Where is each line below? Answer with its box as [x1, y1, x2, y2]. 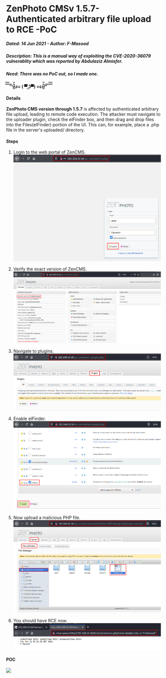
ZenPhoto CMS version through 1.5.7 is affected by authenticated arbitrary [6, 106, 159, 112]
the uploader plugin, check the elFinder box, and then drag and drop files [6, 116, 154, 122]
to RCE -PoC [6, 24, 57, 35]
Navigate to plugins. [13, 348, 54, 354]
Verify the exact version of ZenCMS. [13, 266, 87, 272]
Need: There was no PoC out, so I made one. [6, 71, 99, 76]
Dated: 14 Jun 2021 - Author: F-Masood [6, 40, 89, 46]
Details [6, 95, 21, 101]
